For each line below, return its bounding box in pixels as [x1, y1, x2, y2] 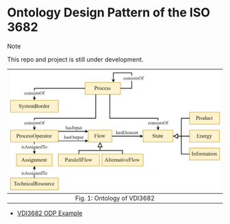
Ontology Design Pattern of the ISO [7, 5, 211, 21]
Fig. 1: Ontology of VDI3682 [75, 194, 155, 202]
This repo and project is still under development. [7, 55, 144, 63]
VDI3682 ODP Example [16, 209, 83, 217]
